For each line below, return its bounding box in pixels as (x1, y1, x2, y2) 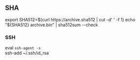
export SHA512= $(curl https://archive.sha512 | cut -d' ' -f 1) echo (5, 16, 136, 22)
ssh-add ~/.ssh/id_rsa (5, 50, 49, 56)
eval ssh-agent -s (5, 45, 41, 51)
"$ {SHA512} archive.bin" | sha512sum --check (5, 22, 98, 28)
